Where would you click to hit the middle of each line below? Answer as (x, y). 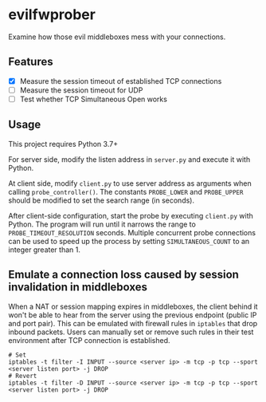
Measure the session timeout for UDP (81, 90)
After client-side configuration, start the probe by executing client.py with (131, 215)
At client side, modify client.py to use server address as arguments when (130, 183)
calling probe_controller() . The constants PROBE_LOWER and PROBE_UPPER (126, 191)
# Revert (23, 376)
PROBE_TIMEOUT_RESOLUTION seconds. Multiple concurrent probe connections (132, 232)
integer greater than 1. (45, 250)
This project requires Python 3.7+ (63, 144)
